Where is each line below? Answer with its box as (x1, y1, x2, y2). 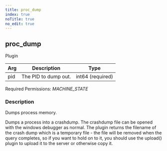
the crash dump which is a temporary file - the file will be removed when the (5, 130, 162, 136)
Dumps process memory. (5, 110, 57, 116)
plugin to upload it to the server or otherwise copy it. (5, 141, 113, 147)
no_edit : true (5, 21, 35, 26)
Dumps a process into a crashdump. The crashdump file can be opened (5, 119, 153, 125)
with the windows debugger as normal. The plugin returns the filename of (5, 125, 157, 131)
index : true (5, 12, 30, 17)
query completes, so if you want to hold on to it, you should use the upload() (5, 135, 162, 141)
